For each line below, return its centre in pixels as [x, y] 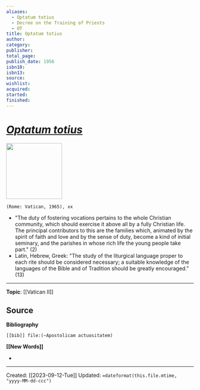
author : [16, 39]
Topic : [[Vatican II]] [30, 292]
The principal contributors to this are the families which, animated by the [104, 230]
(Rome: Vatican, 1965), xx [40, 207]
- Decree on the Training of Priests [58, 23]
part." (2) [26, 249]
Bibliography [22, 325]
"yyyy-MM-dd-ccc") [29, 381]
